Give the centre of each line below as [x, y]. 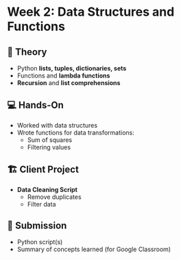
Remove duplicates [54, 197]
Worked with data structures [57, 125]
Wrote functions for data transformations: [76, 132]
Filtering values [49, 147]
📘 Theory [27, 52]
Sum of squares [50, 140]
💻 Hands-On [35, 105]
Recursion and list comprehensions [69, 83]
